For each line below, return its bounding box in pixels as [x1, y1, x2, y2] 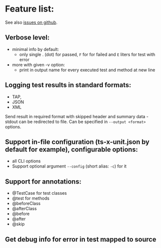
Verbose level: [5, 33, 50, 42]
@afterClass [12, 206, 37, 212]
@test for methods [12, 195, 49, 201]
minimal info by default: [12, 46, 59, 52]
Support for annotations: [5, 177, 81, 186]
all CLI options [12, 158, 41, 164]
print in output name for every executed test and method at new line [19, 67, 156, 73]
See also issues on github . [5, 19, 58, 25]
